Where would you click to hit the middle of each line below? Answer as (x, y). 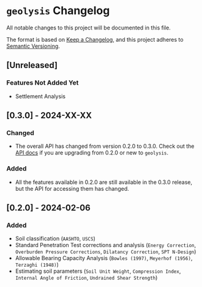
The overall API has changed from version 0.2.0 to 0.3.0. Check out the (105, 146)
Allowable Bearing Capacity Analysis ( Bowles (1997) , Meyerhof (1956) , (104, 258)
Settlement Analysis (40, 96)
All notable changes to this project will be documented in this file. (89, 28)
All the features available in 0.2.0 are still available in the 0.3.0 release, (104, 182)
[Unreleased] (32, 65)
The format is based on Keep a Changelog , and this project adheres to (95, 39)
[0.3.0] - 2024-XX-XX (49, 116)
